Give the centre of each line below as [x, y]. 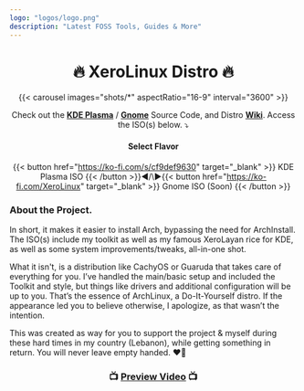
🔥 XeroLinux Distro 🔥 [153, 72]
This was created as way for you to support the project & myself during [143, 333]
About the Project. [51, 209]
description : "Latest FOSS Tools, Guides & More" [106, 26]
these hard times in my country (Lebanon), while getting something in [140, 343]
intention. [27, 315]
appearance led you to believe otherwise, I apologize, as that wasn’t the [145, 305]
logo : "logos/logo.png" [55, 18]
